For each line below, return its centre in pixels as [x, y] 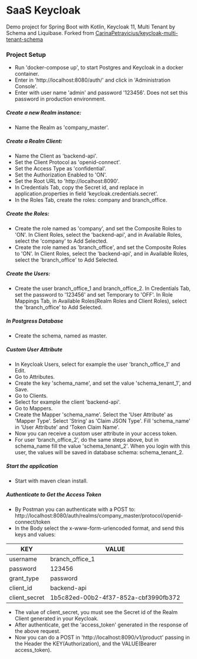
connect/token [32, 522]
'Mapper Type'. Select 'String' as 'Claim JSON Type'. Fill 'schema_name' [102, 421]
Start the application [32, 466]
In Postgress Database [35, 321]
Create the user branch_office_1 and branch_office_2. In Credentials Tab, [103, 288]
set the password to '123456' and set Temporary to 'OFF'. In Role [93, 295]
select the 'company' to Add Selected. [61, 241]
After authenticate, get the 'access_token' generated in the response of [101, 625]
